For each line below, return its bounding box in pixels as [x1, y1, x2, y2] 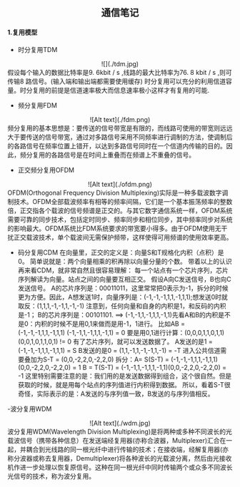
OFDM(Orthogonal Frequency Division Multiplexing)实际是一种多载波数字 [7, 188, 223, 197]
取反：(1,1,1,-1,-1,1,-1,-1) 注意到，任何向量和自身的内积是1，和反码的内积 [17, 302, 226, 310]
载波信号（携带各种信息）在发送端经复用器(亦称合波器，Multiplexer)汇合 [7, 436, 220, 444]
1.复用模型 [7, 28, 38, 36]
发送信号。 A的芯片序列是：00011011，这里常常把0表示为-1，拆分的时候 [17, 284, 229, 292]
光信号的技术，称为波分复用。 [7, 471, 95, 480]
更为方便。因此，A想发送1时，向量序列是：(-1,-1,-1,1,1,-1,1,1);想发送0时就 [17, 292, 229, 301]
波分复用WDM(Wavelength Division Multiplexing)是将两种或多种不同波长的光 [7, 427, 232, 436]
